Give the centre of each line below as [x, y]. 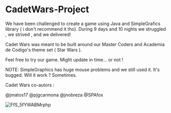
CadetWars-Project [47, 9]
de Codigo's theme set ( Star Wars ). [44, 50]
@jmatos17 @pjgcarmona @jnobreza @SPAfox [54, 95]
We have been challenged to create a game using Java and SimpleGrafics [83, 24]
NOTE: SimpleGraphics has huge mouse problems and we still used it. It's [82, 70]
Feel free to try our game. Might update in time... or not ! [64, 59]
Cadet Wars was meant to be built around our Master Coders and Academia [85, 44]
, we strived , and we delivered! [38, 34]
